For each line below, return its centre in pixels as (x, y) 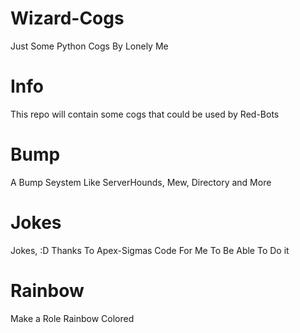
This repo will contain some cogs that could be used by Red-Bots (145, 114)
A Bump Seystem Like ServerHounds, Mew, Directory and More (141, 182)
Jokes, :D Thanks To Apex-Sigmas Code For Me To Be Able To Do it (150, 250)
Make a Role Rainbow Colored (72, 318)
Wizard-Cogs (67, 18)
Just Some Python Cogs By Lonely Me (89, 46)
